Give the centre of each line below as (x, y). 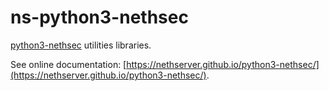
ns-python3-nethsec (99, 17)
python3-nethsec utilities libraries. (81, 45)
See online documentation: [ (68, 64)
